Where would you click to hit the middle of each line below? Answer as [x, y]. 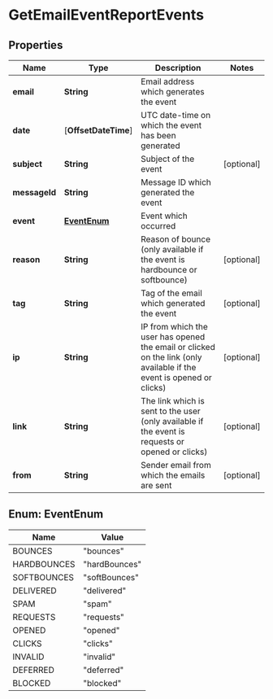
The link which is [173, 401]
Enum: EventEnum [56, 514]
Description [178, 68]
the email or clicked [178, 347]
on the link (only [171, 357]
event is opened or [177, 378]
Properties [36, 45]
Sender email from [176, 465]
